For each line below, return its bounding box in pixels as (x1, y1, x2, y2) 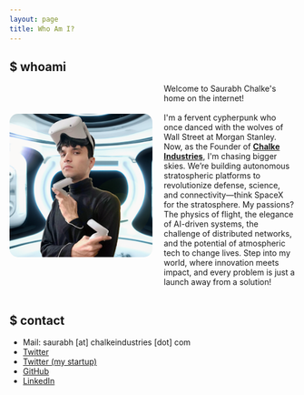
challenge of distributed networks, (163, 228, 292, 239)
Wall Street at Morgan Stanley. (163, 132, 277, 143)
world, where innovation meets (163, 258, 279, 268)
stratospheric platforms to (163, 170, 261, 181)
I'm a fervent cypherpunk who (163, 112, 277, 123)
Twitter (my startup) (22, 356, 97, 368)
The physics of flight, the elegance (163, 209, 294, 220)
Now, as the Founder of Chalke (163, 141, 280, 152)
